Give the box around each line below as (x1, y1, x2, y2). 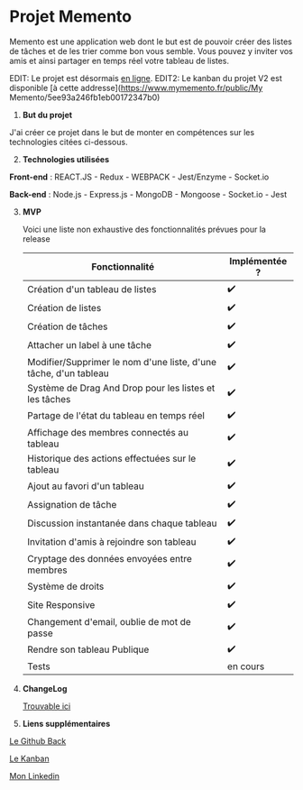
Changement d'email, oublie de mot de (26, 615, 191, 628)
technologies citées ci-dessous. (9, 136, 128, 147)
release (22, 233, 51, 244)
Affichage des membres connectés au (26, 426, 189, 438)
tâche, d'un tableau (26, 367, 110, 380)
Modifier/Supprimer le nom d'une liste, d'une (26, 355, 216, 368)
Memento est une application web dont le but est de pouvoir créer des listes (9, 36, 293, 47)
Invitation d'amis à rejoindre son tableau (26, 536, 197, 548)
